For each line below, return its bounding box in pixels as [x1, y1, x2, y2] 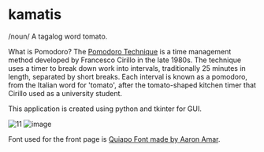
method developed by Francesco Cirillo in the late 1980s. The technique [8, 55, 242, 65]
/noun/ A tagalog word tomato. [8, 32, 108, 41]
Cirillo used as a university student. [8, 88, 123, 98]
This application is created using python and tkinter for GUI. [8, 104, 203, 113]
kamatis [8, 6, 61, 24]
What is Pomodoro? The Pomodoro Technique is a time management [8, 46, 232, 56]
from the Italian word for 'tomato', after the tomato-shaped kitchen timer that [8, 80, 256, 90]
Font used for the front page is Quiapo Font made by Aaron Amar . [8, 134, 221, 143]
